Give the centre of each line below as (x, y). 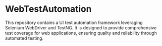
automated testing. (24, 38)
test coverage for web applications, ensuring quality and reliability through (81, 33)
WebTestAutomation (48, 9)
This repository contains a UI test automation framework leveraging (74, 23)
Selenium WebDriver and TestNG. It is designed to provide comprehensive (81, 27)
